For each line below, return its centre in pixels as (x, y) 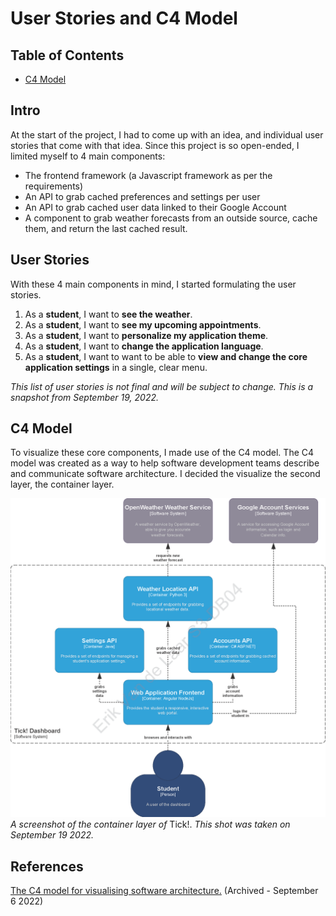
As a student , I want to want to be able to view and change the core (166, 356)
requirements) (54, 186)
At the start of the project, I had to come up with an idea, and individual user (167, 134)
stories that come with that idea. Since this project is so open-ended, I (155, 145)
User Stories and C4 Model (124, 18)
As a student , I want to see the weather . (108, 314)
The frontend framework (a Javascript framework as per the (148, 175)
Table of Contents (67, 55)
